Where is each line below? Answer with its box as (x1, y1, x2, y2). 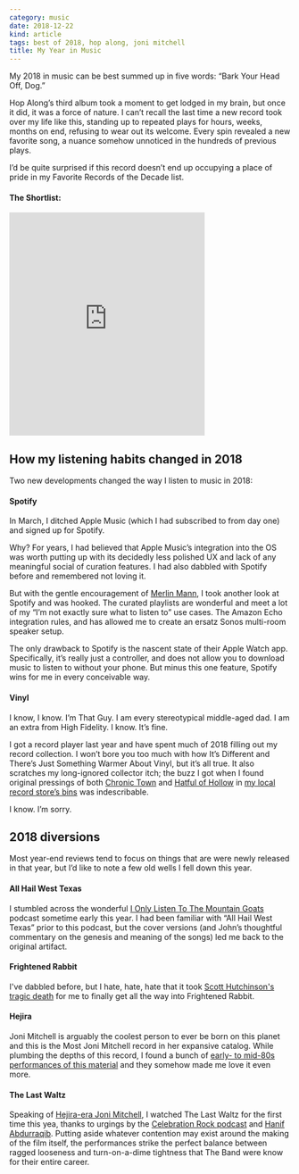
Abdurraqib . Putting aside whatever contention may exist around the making (9, 1128, 289, 1139)
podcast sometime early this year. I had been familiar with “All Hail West (9, 912, 273, 923)
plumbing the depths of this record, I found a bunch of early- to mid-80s (9, 1050, 275, 1061)
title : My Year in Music (9, 46, 102, 55)
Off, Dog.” (9, 80, 46, 91)
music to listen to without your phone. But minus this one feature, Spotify (9, 662, 278, 673)
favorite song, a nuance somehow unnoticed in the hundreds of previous (9, 136, 277, 146)
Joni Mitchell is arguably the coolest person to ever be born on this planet (9, 1030, 280, 1041)
